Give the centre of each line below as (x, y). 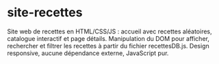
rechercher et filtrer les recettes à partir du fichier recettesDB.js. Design (108, 46)
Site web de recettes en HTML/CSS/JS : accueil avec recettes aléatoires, (109, 31)
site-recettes (45, 13)
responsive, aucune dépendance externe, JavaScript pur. (88, 53)
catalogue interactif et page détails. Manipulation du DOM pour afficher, (108, 38)
